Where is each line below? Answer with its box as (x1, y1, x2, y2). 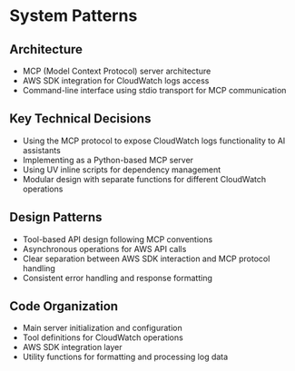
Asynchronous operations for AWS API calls (22, 243, 187, 254)
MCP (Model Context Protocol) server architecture (22, 65, 211, 76)
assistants (22, 144, 61, 155)
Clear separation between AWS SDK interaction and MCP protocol (22, 253, 270, 264)
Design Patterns (9, 210, 103, 225)
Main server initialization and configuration (22, 323, 183, 334)
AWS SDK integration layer (22, 342, 123, 353)
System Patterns (9, 5, 138, 26)
